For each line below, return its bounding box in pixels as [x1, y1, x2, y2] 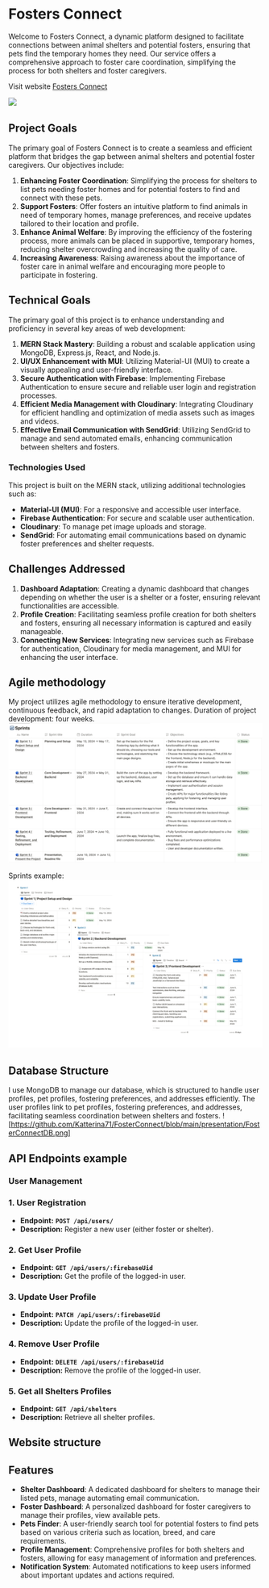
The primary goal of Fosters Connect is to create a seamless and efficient [8, 143, 253, 153]
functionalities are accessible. [19, 600, 119, 610]
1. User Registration [8, 1197, 87, 1209]
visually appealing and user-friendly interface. [19, 365, 173, 374]
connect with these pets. [19, 193, 103, 203]
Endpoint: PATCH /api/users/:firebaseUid [19, 1310, 161, 1319]
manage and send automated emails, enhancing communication [19, 433, 233, 443]
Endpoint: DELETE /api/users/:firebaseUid [19, 1356, 164, 1366]
